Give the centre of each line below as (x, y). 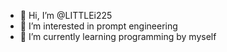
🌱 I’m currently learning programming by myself (118, 36)
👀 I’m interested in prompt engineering (98, 26)
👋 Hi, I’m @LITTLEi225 (66, 15)
